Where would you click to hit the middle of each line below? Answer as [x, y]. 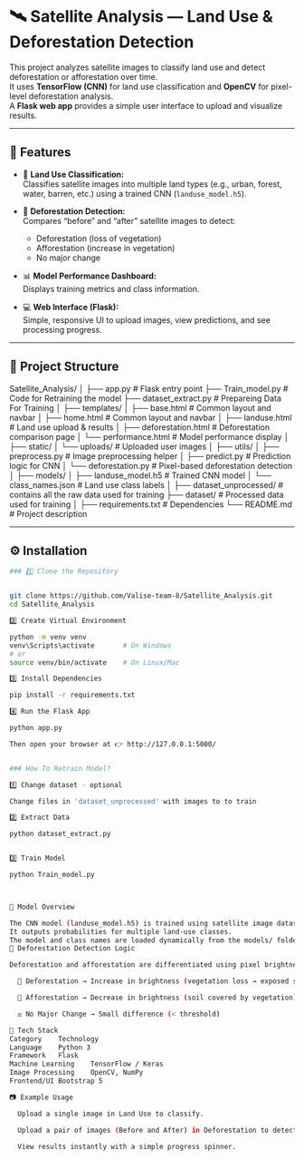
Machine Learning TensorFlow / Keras [87, 1064]
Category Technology [54, 1038]
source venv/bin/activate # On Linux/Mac [95, 662]
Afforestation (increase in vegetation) [105, 248]
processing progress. [62, 329]
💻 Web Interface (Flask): [71, 307]
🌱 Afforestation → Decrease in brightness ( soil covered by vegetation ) [157, 998]
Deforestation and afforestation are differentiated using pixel [135, 965]
